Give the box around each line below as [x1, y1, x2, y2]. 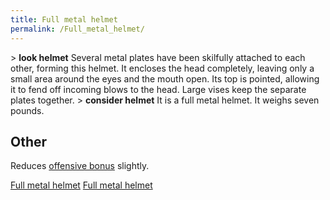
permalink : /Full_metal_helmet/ [10, 24, 145, 34]
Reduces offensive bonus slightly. [10, 160, 150, 172]
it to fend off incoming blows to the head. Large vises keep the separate [10, 83, 307, 95]
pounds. [10, 104, 45, 116]
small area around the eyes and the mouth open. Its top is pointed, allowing [10, 72, 320, 85]
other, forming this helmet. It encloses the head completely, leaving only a [10, 62, 315, 74]
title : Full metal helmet [10, 14, 118, 25]
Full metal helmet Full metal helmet [10, 179, 153, 191]
